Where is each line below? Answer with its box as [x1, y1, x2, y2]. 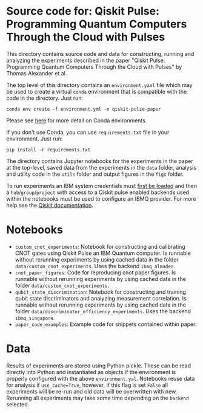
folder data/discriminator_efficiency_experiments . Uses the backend [15, 307, 191, 314]
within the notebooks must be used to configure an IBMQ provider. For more [6, 195, 196, 202]
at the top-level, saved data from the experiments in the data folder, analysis [6, 164, 197, 171]
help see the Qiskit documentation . [6, 201, 94, 209]
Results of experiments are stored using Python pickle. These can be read [6, 362, 191, 369]
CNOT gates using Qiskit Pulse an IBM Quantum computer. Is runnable [15, 249, 191, 257]
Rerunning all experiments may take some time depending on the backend [6, 394, 189, 401]
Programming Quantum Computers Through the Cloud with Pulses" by [6, 63, 182, 71]
